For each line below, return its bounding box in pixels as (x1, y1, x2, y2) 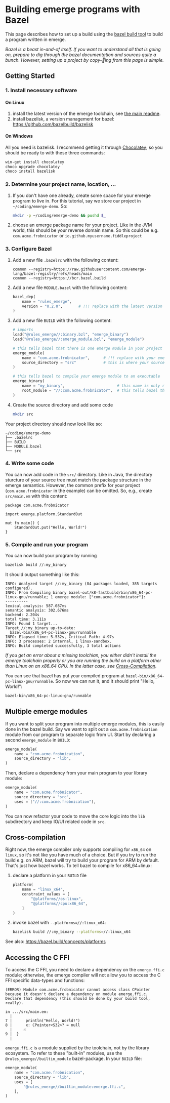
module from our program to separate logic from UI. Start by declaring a (5, 731, 155, 738)
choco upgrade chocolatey (5, 164, 60, 169)
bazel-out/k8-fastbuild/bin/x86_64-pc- (68, 590, 153, 595)
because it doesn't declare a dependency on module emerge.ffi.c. (5, 992, 148, 997)
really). (5, 1001, 24, 1006)
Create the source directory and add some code (12, 401, 113, 408)
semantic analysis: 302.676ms (5, 607, 69, 613)
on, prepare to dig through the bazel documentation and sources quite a (5, 52, 156, 58)
